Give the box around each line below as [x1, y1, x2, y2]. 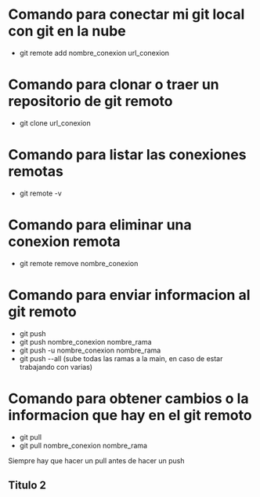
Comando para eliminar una [8, 216, 192, 233]
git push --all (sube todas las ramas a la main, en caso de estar [19, 353, 223, 363]
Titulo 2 [8, 479, 47, 492]
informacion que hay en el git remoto [8, 406, 252, 424]
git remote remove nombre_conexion [19, 258, 139, 268]
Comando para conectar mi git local [8, 5, 245, 24]
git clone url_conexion [19, 118, 92, 127]
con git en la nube [8, 22, 127, 40]
